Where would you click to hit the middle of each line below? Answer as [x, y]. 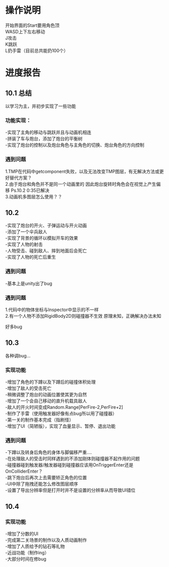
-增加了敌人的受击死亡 [29, 388]
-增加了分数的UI [22, 534]
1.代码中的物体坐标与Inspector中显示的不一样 [52, 310]
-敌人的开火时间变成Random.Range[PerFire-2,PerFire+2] [64, 407]
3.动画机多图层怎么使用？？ [34, 196]
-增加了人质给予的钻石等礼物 [35, 546]
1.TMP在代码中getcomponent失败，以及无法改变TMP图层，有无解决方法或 [82, 171]
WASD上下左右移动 [25, 31]
